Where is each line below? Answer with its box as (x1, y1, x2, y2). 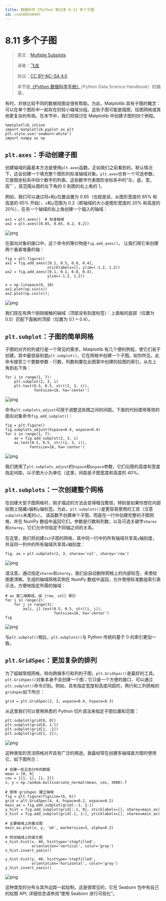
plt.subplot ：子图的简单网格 (5, 332, 94, 340)
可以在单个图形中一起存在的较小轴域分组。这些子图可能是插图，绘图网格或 (5, 107, 157, 113)
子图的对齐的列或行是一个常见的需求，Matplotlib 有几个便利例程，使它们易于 (5, 346, 161, 352)
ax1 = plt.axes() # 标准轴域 (5, 217, 64, 222)
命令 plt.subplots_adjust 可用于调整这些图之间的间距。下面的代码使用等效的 (5, 407, 160, 413)
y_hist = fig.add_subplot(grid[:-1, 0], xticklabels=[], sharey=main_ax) (5, 807, 161, 812)
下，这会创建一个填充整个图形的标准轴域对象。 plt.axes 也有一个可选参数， (5, 171, 157, 177)
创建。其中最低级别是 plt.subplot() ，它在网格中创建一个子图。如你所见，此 (5, 353, 160, 359)
